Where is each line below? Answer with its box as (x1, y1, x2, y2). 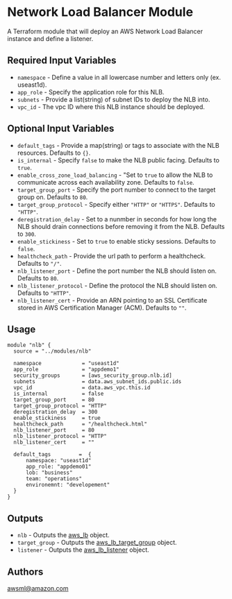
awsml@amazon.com (7, 584, 69, 592)
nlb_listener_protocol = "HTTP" (13, 433, 108, 440)
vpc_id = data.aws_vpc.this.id (13, 385, 151, 391)
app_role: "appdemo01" (25, 463, 92, 471)
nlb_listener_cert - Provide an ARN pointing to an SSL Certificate (17, 296, 208, 304)
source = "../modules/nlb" (13, 348, 92, 355)
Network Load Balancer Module (7, 4, 193, 20)
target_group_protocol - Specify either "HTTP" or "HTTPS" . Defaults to (17, 200, 215, 208)
